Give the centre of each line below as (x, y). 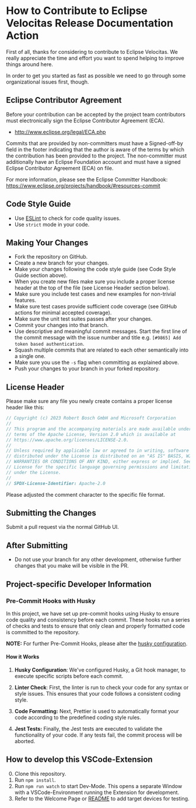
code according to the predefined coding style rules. (78, 717)
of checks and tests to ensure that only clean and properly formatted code (96, 626)
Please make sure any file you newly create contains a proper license (89, 401)
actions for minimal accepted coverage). (63, 313)
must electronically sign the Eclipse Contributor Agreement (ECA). (85, 121)
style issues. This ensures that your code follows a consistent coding (97, 694)
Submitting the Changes (51, 513)
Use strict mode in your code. (52, 224)
